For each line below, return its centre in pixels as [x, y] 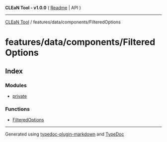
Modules [16, 85]
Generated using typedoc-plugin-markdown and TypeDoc [65, 134]
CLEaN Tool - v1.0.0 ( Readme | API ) [43, 8]
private [20, 96]
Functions [17, 109]
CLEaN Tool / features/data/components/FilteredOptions [63, 22]
